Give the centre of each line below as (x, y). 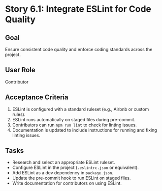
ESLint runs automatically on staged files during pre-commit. (74, 119)
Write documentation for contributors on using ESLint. (67, 183)
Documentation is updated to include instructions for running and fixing (85, 130)
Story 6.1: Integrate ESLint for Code (78, 9)
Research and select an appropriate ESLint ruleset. (64, 163)
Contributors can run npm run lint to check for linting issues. (74, 125)
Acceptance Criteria (37, 97)
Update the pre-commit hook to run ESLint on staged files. (71, 178)
